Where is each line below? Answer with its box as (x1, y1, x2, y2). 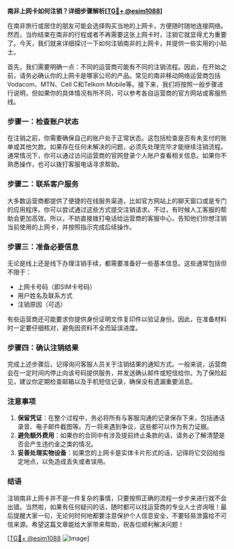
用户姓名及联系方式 (17, 291, 73, 300)
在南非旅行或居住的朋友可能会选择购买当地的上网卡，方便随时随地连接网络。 (7, 22, 227, 30)
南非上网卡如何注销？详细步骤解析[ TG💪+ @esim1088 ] (7, 7, 163, 15)
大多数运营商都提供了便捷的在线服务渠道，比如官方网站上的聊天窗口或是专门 (7, 196, 227, 205)
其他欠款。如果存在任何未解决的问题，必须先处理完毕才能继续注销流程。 (19, 142, 227, 151)
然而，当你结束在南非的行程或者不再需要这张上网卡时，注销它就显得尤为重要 (7, 31, 227, 38)
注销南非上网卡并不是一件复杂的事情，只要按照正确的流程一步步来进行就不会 (7, 494, 227, 502)
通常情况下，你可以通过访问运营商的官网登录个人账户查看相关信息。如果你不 (7, 152, 227, 160)
